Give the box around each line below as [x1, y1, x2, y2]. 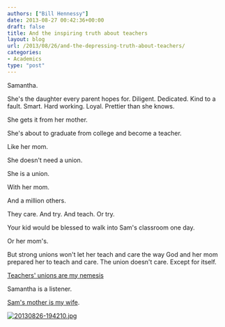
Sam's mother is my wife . [7, 298, 80, 306]
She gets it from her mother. [7, 115, 88, 124]
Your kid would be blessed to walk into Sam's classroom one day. [7, 223, 195, 232]
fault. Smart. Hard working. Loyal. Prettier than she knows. [7, 102, 175, 110]
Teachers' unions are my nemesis [7, 271, 104, 279]
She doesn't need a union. [7, 156, 83, 164]
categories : [7, 49, 42, 56]
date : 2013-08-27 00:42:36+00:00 [7, 17, 104, 24]
